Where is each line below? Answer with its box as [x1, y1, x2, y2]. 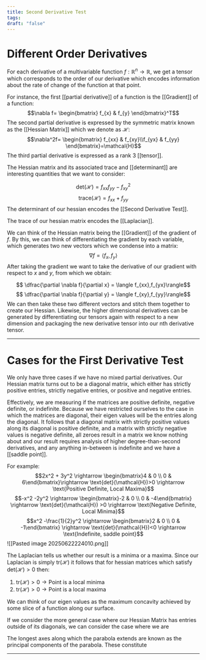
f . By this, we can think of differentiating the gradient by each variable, [7, 236, 185, 243]
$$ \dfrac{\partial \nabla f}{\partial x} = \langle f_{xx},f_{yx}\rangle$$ [16, 281, 191, 288]
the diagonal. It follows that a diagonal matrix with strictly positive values [7, 418, 190, 426]
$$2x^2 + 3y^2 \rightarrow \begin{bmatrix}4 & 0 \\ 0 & [35, 472, 172, 479]
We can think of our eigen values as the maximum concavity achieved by [7, 598, 191, 605]
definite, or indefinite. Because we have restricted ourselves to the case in [7, 405, 194, 412]
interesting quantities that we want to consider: [7, 170, 125, 178]
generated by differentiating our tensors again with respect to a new [7, 313, 178, 321]
